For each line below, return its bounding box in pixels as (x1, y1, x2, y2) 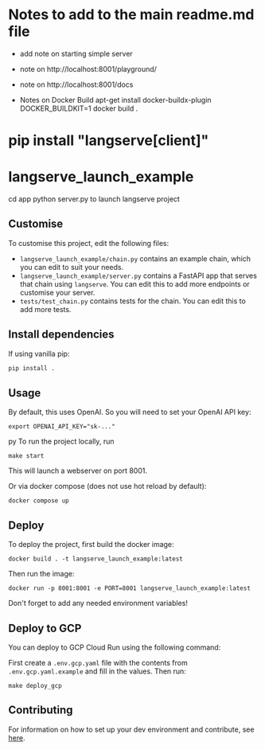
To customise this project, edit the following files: (8, 238, 170, 248)
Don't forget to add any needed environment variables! (8, 599, 189, 608)
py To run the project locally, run (8, 436, 115, 447)
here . (8, 732, 25, 742)
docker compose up (8, 497, 69, 505)
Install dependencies (8, 328, 115, 342)
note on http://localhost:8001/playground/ (19, 64, 158, 73)
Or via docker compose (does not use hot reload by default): (8, 482, 207, 491)
